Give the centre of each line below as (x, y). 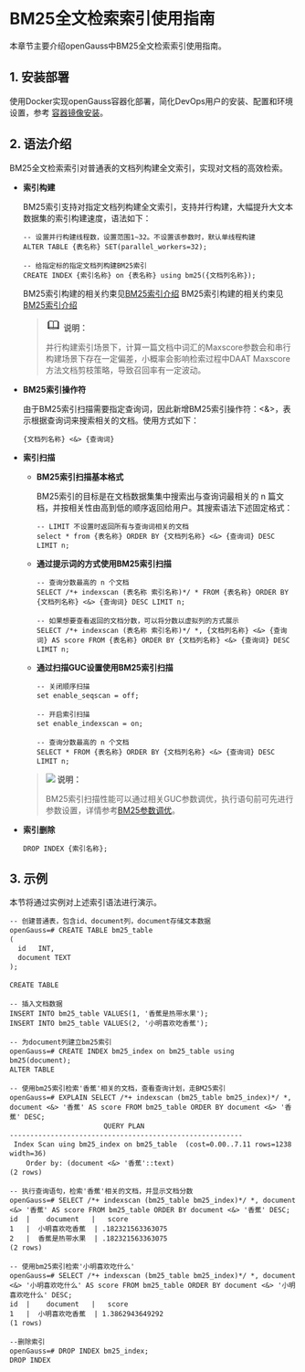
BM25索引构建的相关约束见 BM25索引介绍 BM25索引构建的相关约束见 (153, 293)
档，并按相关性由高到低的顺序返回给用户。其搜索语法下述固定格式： (164, 507)
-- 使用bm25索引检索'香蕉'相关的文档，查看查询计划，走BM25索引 (118, 1089)
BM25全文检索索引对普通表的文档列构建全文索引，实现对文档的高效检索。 (148, 168)
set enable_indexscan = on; (89, 723)
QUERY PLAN (124, 1126)
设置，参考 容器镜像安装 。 (58, 112)
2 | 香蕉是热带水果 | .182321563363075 (89, 1239)
